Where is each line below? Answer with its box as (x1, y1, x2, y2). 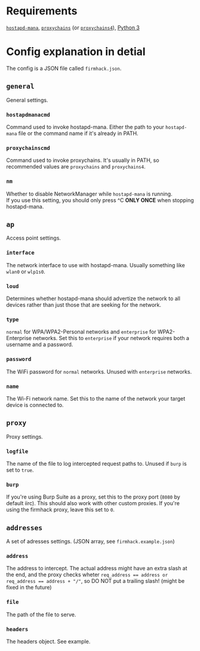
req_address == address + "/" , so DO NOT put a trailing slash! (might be (6, 577, 185, 585)
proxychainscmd (6, 145, 51, 151)
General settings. (6, 96, 48, 103)
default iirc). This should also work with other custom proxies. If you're (6, 500, 180, 507)
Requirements (6, 4, 78, 18)
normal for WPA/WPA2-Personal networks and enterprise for (6, 328, 156, 335)
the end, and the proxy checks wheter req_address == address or (6, 571, 168, 578)
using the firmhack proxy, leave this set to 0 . (6, 506, 115, 514)
